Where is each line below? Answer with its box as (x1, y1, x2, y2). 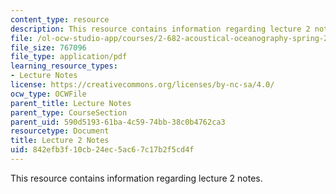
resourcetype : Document (10, 126, 110, 136)
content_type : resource (10, 14, 110, 25)
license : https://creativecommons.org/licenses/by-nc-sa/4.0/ (10, 80, 275, 90)
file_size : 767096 (10, 42, 87, 53)
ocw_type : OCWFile (10, 89, 87, 99)
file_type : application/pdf (10, 52, 128, 62)
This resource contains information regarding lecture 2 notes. (10, 172, 263, 184)
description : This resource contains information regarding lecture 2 (10, 24, 311, 34)
